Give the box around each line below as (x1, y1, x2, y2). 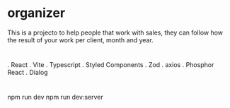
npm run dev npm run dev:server (7, 93, 104, 102)
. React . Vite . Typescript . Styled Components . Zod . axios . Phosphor (7, 61, 214, 69)
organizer (7, 5, 66, 21)
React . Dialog (7, 68, 48, 77)
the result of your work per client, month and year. (7, 35, 154, 44)
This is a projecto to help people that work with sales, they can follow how (7, 28, 224, 37)
